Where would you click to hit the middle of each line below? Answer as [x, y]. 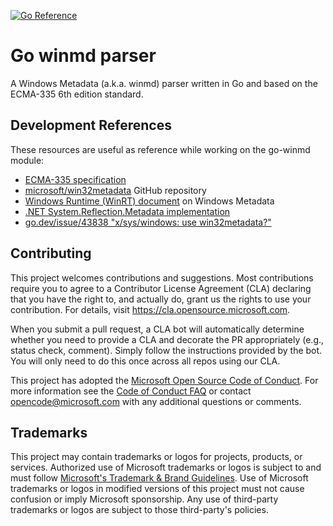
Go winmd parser [83, 56]
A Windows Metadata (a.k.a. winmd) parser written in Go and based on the [164, 83]
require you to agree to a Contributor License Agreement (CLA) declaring [161, 288]
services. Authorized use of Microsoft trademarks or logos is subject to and [166, 467]
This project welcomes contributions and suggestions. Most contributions [162, 277]
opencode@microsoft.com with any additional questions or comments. [156, 401]
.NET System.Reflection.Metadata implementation [127, 211]
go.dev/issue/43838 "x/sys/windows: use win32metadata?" [148, 222]
